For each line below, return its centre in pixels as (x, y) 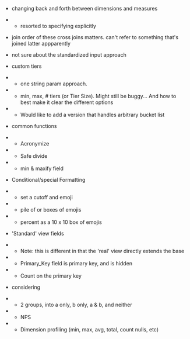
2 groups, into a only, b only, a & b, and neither (76, 305)
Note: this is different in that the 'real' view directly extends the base (102, 251)
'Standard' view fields (38, 234)
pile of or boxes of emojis (51, 210)
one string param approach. (54, 84)
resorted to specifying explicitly (58, 26)
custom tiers (27, 66)
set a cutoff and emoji (46, 197)
